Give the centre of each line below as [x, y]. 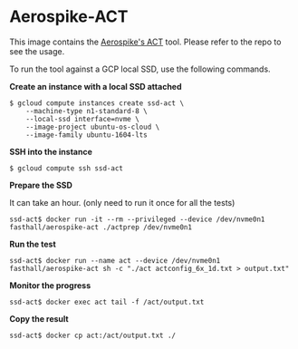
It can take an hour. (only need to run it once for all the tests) [122, 202]
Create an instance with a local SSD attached [96, 86]
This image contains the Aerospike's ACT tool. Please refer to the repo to [145, 42]
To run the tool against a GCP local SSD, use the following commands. [140, 69]
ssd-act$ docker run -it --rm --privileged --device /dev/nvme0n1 [137, 219]
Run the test [33, 244]
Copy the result [39, 318]
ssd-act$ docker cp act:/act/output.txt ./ [93, 335]
